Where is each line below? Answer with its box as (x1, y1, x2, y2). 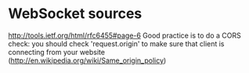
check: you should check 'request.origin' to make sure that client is (8, 38, 225, 48)
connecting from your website (8, 47, 106, 57)
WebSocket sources (8, 5, 143, 23)
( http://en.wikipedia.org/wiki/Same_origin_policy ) (8, 56, 167, 65)
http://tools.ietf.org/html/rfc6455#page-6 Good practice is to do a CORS (8, 31, 241, 40)
